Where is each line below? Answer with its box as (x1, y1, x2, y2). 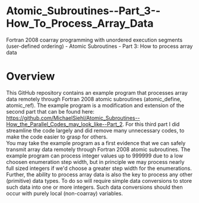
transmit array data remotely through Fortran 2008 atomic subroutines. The (6, 146, 191, 153)
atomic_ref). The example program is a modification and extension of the (6, 102, 185, 109)
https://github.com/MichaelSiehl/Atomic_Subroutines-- (6, 114, 141, 121)
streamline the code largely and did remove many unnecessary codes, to (6, 127, 185, 134)
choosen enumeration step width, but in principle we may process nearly (6, 158, 185, 165)
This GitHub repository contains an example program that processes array (6, 89, 188, 96)
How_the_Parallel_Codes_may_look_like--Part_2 (6, 120, 123, 128)
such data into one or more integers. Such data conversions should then (6, 183, 183, 191)
